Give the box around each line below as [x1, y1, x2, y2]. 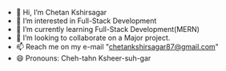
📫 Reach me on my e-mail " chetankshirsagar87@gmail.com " [15, 42, 219, 51]
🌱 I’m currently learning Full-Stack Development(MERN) [15, 25, 200, 34]
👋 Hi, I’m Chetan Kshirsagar [15, 8, 107, 17]
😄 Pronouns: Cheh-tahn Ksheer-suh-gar [15, 53, 151, 63]
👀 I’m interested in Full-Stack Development [15, 16, 157, 26]
